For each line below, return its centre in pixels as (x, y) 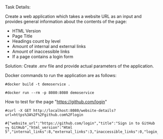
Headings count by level (36, 41)
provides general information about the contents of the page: (66, 22)
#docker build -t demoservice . (38, 84)
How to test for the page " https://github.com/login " (56, 102)
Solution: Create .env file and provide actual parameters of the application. (80, 66)
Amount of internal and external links (49, 46)
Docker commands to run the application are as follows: (61, 75)
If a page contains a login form (43, 57)
